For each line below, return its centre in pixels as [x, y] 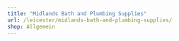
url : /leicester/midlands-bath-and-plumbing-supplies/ [90, 20]
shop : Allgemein [31, 26]
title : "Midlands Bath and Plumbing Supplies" [77, 14]
